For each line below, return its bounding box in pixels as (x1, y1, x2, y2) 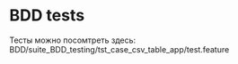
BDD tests (9, 5, 85, 26)
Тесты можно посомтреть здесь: (9, 35, 137, 45)
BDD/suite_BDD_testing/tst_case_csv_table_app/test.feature (9, 44, 230, 54)
